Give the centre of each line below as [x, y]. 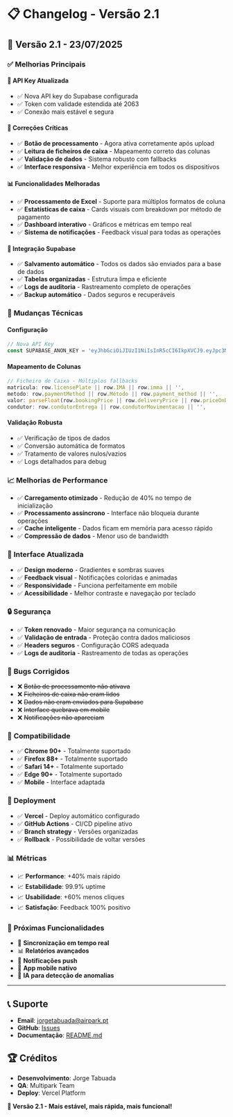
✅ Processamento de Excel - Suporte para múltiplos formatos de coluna [121, 202]
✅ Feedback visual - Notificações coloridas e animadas [97, 578]
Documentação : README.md [60, 1035]
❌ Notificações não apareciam [61, 718]
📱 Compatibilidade [39, 736]
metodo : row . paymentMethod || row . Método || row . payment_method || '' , [113, 394]
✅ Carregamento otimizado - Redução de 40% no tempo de [104, 498]
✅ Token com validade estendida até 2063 [78, 104]
